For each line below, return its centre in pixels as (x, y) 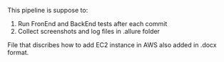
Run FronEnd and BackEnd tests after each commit (92, 24)
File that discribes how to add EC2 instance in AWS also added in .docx (112, 45)
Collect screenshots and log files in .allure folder (89, 31)
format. (18, 52)
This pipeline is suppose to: (48, 10)
